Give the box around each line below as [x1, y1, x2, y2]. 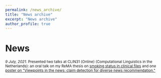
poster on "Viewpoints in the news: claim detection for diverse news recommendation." [5, 68, 156, 73]
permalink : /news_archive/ [5, 7, 62, 12]
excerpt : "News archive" [5, 16, 57, 21]
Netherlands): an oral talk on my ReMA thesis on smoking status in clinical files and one [5, 63, 156, 69]
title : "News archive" [5, 12, 53, 17]
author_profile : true [5, 21, 51, 26]
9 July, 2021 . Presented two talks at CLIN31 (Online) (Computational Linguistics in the [5, 59, 152, 64]
